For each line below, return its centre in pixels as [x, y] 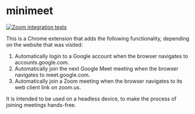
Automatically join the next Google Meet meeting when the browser [96, 68]
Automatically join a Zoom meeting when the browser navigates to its [98, 81]
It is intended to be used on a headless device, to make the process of [91, 99]
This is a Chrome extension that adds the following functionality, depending [98, 38]
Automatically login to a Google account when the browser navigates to [101, 56]
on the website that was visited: [44, 45]
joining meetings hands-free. [41, 105]
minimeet [30, 11]
